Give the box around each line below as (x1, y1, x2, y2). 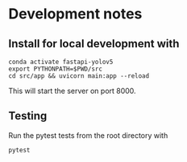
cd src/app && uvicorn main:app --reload (8, 72, 150, 80)
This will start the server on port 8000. (8, 86, 136, 95)
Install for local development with (8, 37, 180, 51)
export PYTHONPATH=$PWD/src (8, 65, 103, 73)
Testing (8, 109, 48, 123)
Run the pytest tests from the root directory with (8, 130, 168, 140)
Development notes (8, 5, 143, 23)
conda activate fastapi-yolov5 (8, 58, 114, 66)
